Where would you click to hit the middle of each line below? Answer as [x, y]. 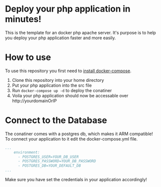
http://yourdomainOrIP [34, 101]
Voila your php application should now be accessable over [70, 95]
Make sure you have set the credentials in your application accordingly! [76, 180]
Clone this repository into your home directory [58, 80]
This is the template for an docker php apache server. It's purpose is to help [80, 32]
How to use [28, 57]
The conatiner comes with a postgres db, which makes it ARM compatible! [79, 134]
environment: [27, 152]
